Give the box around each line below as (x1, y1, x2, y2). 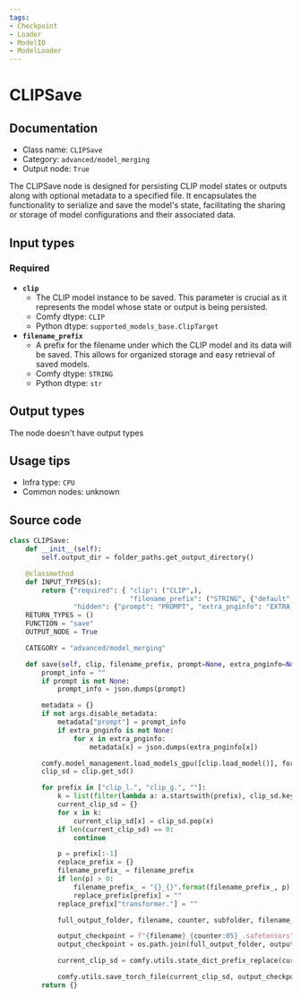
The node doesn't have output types (9, 427, 144, 438)
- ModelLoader (9, 47, 63, 56)
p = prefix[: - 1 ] (56, 849, 118, 858)
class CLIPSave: (9, 537, 70, 546)
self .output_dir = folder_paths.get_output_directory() (41, 553, 254, 562)
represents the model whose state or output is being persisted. (35, 301, 269, 312)
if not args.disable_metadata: (41, 710, 159, 718)
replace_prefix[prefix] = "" (73, 890, 182, 900)
